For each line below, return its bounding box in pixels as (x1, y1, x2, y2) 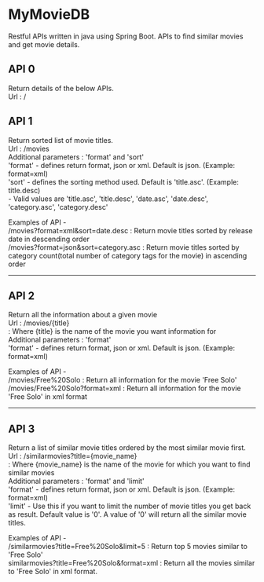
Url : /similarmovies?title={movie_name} (8, 452, 137, 461)
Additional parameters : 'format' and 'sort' (8, 152, 144, 162)
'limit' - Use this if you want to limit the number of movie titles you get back (8, 501, 251, 511)
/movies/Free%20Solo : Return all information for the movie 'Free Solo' (8, 375, 237, 385)
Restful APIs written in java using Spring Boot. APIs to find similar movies (8, 31, 244, 41)
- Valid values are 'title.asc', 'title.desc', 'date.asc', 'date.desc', (8, 194, 209, 203)
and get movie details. (8, 39, 80, 49)
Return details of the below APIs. (8, 83, 114, 93)
